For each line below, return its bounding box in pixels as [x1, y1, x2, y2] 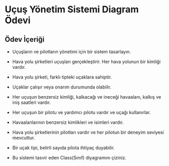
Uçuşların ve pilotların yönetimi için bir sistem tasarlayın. [12, 49, 131, 54]
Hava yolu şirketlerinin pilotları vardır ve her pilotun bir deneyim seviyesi [12, 130, 164, 135]
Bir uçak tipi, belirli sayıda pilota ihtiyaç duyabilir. [12, 145, 115, 151]
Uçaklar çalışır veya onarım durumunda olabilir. [12, 84, 112, 90]
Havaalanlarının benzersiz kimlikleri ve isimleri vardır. [12, 119, 124, 125]
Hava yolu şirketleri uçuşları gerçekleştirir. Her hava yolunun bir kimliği [12, 59, 161, 65]
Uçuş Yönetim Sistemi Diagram [5, 4, 139, 15]
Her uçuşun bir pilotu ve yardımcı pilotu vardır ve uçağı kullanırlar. [12, 109, 151, 115]
